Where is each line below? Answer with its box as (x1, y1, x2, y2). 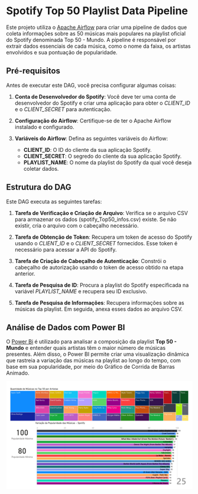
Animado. (6, 369, 30, 376)
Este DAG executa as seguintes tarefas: (6, 198, 102, 205)
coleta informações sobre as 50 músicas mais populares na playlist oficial (6, 30, 186, 37)
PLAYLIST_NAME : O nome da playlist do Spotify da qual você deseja (23, 158, 192, 166)
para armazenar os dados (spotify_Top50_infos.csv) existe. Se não (14, 216, 177, 223)
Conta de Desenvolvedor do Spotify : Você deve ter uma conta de (14, 93, 176, 100)
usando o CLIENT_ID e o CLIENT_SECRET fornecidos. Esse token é (14, 239, 178, 246)
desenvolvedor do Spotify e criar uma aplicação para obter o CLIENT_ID (14, 99, 190, 106)
